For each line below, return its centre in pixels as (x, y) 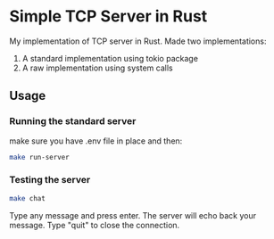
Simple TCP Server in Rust (108, 16)
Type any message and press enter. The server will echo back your (133, 215)
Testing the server (50, 180)
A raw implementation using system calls (97, 68)
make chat (28, 198)
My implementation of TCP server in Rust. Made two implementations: (138, 41)
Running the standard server (73, 121)
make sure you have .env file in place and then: (96, 141)
